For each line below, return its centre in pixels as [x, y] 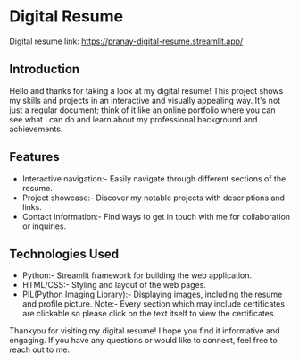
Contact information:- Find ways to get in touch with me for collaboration [156, 216]
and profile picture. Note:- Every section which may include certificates [154, 304]
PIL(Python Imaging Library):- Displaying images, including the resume [152, 295]
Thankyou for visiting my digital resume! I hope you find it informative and [145, 331]
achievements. [36, 129]
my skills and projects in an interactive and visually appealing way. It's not [145, 100]
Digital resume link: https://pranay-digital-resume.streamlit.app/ [126, 41]
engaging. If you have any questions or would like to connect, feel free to [144, 341]
